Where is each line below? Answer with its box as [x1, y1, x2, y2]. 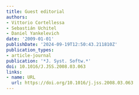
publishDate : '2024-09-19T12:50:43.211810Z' [6, 42, 118, 48]
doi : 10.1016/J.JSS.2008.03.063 [6, 63, 86, 70]
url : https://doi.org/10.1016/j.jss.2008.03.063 [11, 80, 134, 86]
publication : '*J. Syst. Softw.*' [6, 58, 92, 64]
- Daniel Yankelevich [6, 31, 60, 37]
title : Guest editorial [6, 8, 65, 15]
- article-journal [6, 53, 51, 58]
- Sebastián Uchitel [6, 25, 57, 31]
